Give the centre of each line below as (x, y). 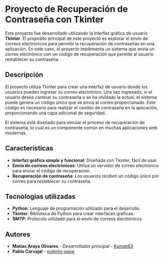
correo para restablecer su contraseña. (52, 181)
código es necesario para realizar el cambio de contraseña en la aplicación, (82, 107)
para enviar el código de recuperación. (51, 170)
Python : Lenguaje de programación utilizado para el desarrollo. (76, 208)
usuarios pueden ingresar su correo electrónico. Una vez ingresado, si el (79, 92)
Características (29, 148)
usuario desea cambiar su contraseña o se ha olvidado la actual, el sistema (81, 97)
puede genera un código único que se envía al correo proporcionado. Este (80, 102)
